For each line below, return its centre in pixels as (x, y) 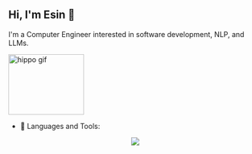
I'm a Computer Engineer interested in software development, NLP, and (126, 34)
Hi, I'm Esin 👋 (41, 15)
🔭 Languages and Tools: (60, 126)
